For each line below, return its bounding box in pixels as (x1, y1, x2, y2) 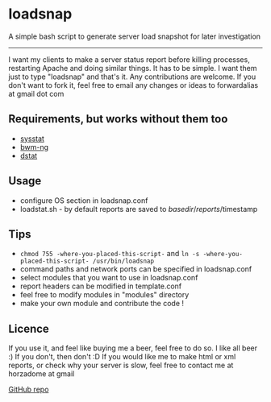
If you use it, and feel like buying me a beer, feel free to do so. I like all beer (8, 343, 258, 353)
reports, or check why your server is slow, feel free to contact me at (8, 360, 234, 371)
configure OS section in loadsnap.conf (19, 195, 148, 205)
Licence (8, 321, 50, 335)
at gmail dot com (8, 89, 65, 98)
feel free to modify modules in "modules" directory (19, 290, 190, 300)
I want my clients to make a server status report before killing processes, (8, 54, 250, 64)
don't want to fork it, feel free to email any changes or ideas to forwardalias (8, 80, 259, 89)
